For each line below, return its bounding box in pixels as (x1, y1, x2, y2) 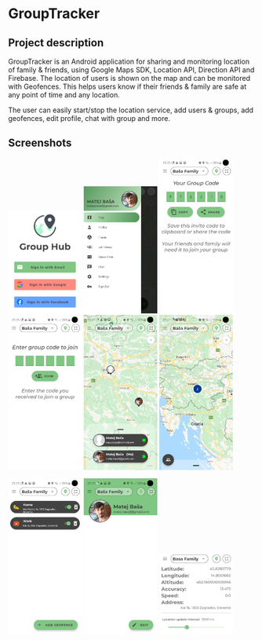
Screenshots (8, 137, 72, 150)
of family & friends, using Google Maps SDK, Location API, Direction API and (8, 65, 255, 75)
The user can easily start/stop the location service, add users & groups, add (8, 105, 253, 115)
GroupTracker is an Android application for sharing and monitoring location (8, 57, 250, 66)
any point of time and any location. (8, 90, 120, 99)
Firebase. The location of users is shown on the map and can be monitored (8, 74, 251, 82)
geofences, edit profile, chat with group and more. (8, 114, 171, 123)
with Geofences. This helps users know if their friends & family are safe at (8, 82, 247, 91)
